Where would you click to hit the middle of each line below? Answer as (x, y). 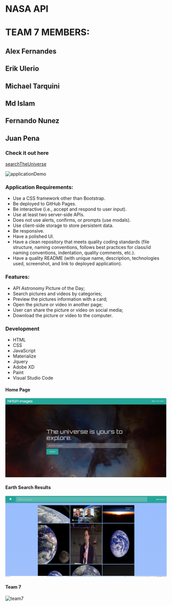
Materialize (25, 356)
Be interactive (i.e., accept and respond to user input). (70, 209)
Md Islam (20, 103)
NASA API (27, 9)
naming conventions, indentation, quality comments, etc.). (74, 253)
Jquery (20, 361)
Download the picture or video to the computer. (63, 315)
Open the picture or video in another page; (58, 304)
